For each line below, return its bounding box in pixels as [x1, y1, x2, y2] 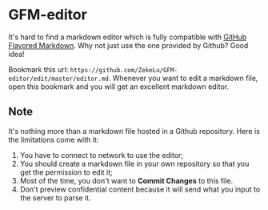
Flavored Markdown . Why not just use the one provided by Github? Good [8, 40, 249, 50]
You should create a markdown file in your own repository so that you [19, 159, 250, 168]
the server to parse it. [19, 192, 91, 202]
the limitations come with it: [8, 135, 99, 144]
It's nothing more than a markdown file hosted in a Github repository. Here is [8, 126, 260, 135]
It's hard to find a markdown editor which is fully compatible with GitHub [8, 32, 246, 42]
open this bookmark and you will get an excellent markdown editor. [8, 82, 230, 91]
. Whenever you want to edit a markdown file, [108, 73, 258, 83]
